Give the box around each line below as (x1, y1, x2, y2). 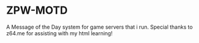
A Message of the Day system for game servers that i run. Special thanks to (6, 23, 193, 30)
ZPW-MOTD (6, 4, 68, 17)
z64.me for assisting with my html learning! (6, 29, 113, 36)
